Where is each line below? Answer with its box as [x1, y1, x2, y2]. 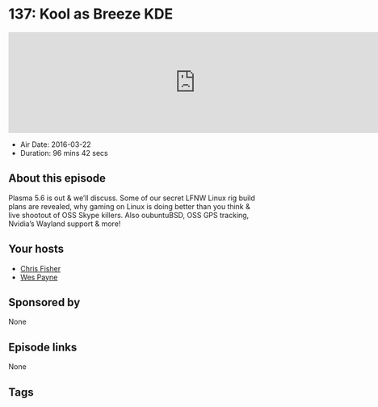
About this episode [8, 171, 107, 186]
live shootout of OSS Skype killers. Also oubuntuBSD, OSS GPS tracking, [8, 210, 250, 220]
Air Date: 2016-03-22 [19, 139, 91, 149]
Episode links [8, 340, 78, 354]
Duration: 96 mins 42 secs [19, 148, 108, 157]
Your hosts [8, 242, 65, 256]
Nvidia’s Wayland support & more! [8, 219, 121, 229]
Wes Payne [19, 272, 58, 282]
